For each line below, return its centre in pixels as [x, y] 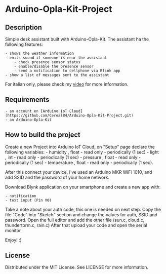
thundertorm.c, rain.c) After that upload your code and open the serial [76, 225]
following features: [24, 44]
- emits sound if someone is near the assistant [56, 58]
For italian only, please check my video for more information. [67, 84]
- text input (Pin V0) [28, 200]
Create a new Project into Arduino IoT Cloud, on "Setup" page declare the [80, 147]
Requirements [27, 100]
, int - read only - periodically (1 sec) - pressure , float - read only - [73, 157]
